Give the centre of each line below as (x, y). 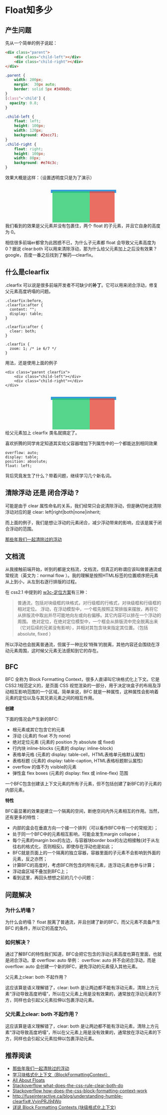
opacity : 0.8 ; (24, 103)
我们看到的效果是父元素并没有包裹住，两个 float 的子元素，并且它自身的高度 (83, 226)
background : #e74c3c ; (36, 163)
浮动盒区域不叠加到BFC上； (41, 871)
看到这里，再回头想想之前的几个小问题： (54, 878)
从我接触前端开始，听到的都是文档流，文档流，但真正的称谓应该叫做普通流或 (83, 569)
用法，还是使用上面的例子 (31, 363)
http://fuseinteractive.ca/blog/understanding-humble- (68, 1096)
